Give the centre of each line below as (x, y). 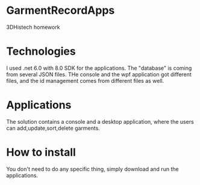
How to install (41, 152)
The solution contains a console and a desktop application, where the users (100, 121)
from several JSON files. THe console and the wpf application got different (99, 74)
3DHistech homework (33, 27)
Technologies (41, 51)
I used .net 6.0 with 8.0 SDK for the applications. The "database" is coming (99, 68)
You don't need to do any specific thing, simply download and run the (92, 169)
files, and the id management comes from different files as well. (85, 80)
